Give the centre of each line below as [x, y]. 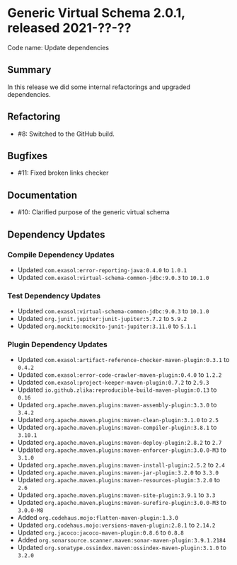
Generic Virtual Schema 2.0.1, [96, 13]
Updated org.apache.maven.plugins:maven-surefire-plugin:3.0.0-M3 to [122, 503]
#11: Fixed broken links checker [63, 173]
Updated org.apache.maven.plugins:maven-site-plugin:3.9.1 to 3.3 [116, 495]
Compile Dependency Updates [61, 255]
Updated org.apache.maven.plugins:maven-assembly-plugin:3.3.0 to [117, 405]
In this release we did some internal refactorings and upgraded [99, 87]
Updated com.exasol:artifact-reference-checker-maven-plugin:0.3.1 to [123, 360]
